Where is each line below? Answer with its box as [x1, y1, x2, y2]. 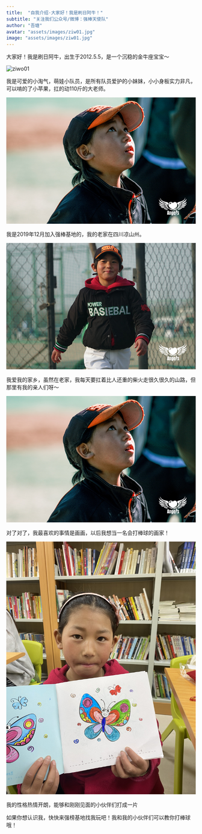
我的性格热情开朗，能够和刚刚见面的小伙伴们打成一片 [6, 801, 138, 809]
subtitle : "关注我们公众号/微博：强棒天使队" [6, 16, 109, 22]
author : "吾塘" [6, 22, 43, 28]
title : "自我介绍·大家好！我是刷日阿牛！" [6, 10, 103, 16]
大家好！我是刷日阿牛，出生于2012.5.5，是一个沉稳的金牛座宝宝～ [6, 53, 170, 60]
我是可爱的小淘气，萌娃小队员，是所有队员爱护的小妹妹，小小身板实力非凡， [6, 78, 196, 85]
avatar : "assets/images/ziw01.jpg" [6, 29, 96, 35]
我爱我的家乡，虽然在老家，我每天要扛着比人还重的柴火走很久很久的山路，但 [6, 376, 196, 383]
